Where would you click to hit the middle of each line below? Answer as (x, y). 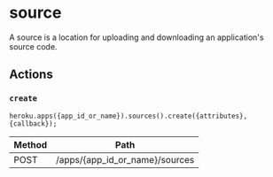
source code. (33, 46)
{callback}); (33, 123)
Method (31, 144)
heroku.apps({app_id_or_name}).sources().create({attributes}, (129, 116)
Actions (31, 75)
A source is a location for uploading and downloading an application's (136, 37)
